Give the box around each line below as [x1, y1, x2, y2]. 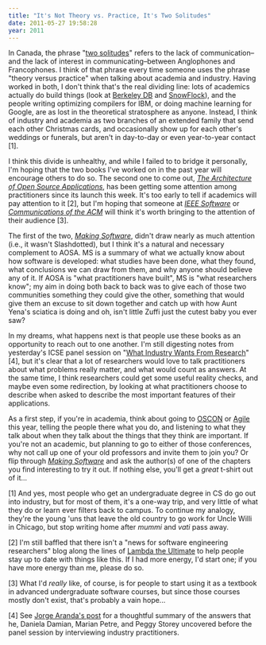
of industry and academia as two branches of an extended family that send [8, 116, 254, 126]
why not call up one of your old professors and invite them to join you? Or [8, 448, 249, 457]
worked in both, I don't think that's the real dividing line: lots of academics [8, 82, 250, 91]
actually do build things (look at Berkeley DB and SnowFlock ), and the [8, 91, 237, 100]
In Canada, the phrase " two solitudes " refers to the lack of [8, 49, 199, 58]
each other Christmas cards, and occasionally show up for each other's [8, 124, 242, 134]
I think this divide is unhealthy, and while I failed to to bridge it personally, [8, 157, 248, 166]
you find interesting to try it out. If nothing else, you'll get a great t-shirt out [8, 464, 253, 474]
